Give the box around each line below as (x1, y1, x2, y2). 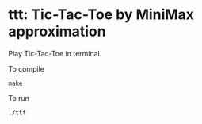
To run (8, 93, 30, 103)
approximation (8, 22, 106, 41)
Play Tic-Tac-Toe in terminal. (8, 48, 102, 58)
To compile (8, 64, 45, 73)
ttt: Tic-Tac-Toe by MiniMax (8, 6, 195, 24)
